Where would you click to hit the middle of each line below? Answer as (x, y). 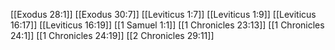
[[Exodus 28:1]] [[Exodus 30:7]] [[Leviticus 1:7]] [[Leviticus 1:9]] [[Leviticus (163, 14)
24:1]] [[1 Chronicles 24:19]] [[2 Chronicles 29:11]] (112, 35)
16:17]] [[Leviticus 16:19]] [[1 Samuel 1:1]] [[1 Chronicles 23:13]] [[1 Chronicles (167, 25)
